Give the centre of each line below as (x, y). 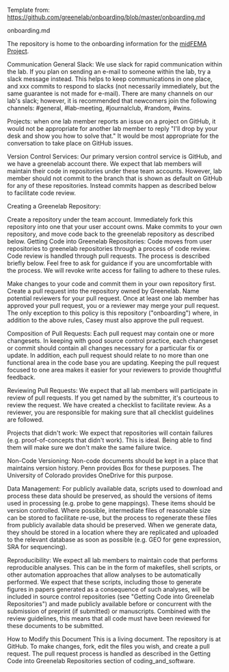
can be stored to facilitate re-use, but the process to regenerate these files (112, 518)
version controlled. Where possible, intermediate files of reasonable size (109, 511)
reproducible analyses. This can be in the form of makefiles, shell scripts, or (114, 567)
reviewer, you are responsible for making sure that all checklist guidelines (110, 412)
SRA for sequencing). (37, 547)
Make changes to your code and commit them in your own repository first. (112, 284)
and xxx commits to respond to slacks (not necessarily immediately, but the (113, 86)
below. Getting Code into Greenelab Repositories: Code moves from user (109, 241)
